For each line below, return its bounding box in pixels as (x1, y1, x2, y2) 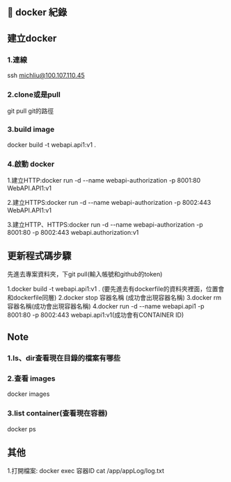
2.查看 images (7, 374, 56, 383)
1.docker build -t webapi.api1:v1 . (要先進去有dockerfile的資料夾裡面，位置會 (7, 284, 225, 293)
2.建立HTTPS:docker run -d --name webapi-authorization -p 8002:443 (7, 198, 212, 206)
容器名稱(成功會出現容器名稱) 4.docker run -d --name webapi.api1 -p (7, 301, 205, 310)
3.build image (7, 124, 55, 134)
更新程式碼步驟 (7, 250, 72, 262)
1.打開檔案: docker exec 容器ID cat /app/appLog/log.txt (7, 466, 165, 474)
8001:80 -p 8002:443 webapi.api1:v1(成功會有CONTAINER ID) (7, 310, 184, 319)
